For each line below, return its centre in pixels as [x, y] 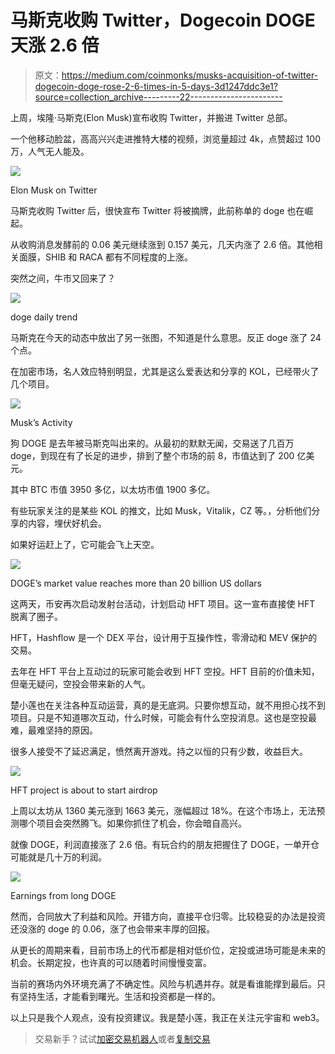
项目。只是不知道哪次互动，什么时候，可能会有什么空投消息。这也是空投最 [163, 717]
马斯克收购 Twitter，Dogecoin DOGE [163, 20]
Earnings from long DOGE [63, 895]
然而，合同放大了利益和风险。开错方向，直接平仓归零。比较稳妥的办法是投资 [168, 916]
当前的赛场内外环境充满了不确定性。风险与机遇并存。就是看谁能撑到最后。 [163, 983]
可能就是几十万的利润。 [58, 857]
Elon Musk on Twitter [54, 190]
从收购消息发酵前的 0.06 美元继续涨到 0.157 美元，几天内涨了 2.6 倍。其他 [162, 244]
